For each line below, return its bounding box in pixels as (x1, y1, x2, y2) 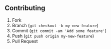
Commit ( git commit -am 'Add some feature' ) (11, 27, 107, 34)
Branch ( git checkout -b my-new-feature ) (11, 22, 98, 28)
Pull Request (11, 38, 38, 44)
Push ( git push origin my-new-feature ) (11, 33, 94, 39)
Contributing (4, 4, 45, 12)
